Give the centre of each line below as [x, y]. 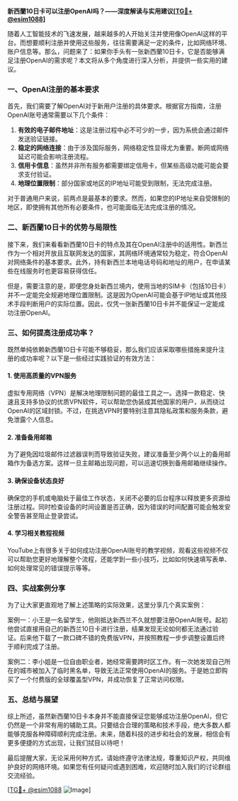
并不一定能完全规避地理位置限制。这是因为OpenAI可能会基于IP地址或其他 [114, 294]
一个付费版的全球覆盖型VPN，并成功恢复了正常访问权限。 [104, 679]
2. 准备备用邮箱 [30, 437]
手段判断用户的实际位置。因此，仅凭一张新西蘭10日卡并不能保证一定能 [116, 304]
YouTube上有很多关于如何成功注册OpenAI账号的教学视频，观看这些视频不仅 [118, 550]
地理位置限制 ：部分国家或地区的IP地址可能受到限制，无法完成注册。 [117, 183]
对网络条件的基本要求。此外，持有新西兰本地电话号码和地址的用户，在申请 [116, 262]
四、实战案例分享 [36, 588]
